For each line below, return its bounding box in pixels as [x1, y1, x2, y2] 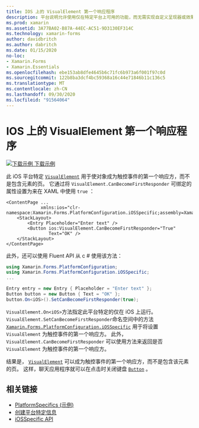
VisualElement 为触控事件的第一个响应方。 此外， [6, 330, 127, 337]
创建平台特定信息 [14, 408, 57, 416]
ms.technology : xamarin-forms [6, 31, 81, 37]
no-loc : [6, 53, 25, 59]
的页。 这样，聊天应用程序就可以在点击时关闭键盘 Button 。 [6, 365, 151, 372]
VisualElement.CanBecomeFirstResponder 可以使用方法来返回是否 [6, 338, 163, 345]
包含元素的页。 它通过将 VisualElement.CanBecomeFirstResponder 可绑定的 [11, 180, 192, 187]
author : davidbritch [6, 36, 57, 42]
